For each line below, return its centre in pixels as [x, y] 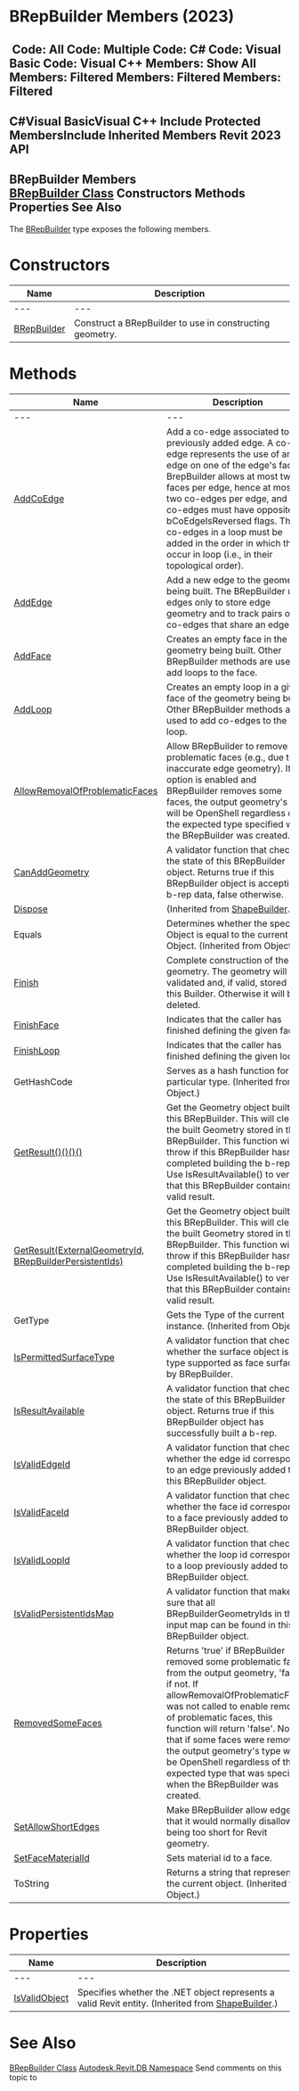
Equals [28, 934]
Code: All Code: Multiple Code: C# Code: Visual [147, 50]
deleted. [183, 1004]
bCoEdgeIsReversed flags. [222, 521]
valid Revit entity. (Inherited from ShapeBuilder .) [178, 2003]
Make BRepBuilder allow [217, 1810]
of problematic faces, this [219, 1717]
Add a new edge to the [214, 580]
